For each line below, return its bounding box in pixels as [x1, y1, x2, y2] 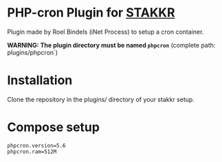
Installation [7, 72, 73, 88]
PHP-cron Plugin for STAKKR [7, 5, 175, 21]
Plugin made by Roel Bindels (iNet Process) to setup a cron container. [7, 28, 204, 36]
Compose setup [7, 119, 100, 135]
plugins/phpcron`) [7, 48, 58, 57]
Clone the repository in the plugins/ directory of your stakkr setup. [7, 95, 195, 103]
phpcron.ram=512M [7, 148, 57, 155]
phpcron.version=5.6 [7, 142, 67, 149]
